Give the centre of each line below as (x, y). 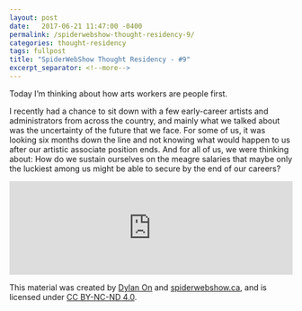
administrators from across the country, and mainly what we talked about (145, 120)
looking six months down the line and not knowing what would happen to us (150, 140)
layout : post (34, 18)
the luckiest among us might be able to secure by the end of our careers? (145, 169)
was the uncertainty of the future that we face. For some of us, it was (138, 130)
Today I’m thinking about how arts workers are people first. (118, 93)
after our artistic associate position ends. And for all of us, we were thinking (149, 149)
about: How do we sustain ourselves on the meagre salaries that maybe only (151, 159)
